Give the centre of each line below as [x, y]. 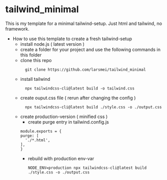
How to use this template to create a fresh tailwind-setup [72, 39]
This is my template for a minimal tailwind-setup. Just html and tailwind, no [84, 23]
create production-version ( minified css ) [64, 116]
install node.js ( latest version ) [52, 44]
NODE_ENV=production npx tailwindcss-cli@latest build [87, 168]
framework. [17, 28]
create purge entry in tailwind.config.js [68, 122]
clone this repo [36, 60]
